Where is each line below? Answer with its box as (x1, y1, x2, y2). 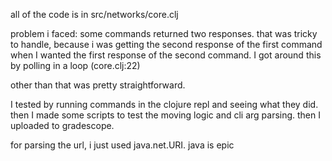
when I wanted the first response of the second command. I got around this (10, 49, 322, 61)
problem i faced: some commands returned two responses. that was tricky (10, 28, 318, 39)
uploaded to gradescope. (10, 120, 115, 131)
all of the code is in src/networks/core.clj (10, 9, 179, 20)
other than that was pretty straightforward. (10, 79, 186, 91)
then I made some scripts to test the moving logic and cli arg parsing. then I (10, 109, 322, 121)
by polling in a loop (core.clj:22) (10, 60, 141, 71)
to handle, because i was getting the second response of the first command (10, 39, 323, 50)
